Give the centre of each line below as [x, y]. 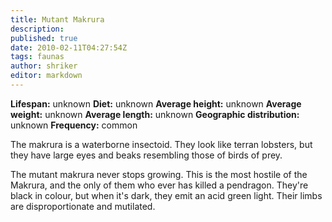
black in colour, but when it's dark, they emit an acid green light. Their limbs [166, 195]
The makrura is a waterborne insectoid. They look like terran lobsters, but [161, 144]
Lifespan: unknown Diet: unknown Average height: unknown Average [156, 103]
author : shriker [44, 66]
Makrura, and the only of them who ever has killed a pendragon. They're [159, 185]
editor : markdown [46, 76]
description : [37, 29]
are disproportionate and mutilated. [83, 206]
